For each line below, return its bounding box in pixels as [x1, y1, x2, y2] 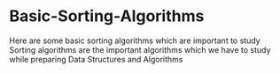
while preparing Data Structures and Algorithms [9, 54, 183, 64]
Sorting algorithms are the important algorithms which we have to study [9, 44, 271, 55]
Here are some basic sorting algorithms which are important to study [9, 35, 261, 46]
